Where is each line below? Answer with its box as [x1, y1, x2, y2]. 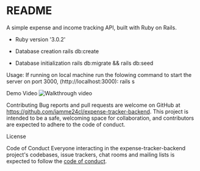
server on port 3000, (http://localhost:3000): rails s [6, 78, 135, 85]
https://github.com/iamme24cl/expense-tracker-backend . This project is [6, 107, 189, 115]
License [6, 133, 26, 140]
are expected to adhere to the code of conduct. [6, 120, 126, 128]
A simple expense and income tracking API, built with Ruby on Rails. [6, 24, 177, 31]
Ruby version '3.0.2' [15, 35, 66, 43]
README [6, 4, 52, 18]
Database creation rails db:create [15, 47, 99, 55]
